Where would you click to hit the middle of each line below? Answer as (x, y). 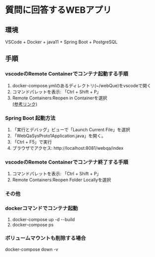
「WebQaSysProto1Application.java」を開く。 (59, 135)
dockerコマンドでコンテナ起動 (41, 208)
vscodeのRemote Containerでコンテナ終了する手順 (67, 162)
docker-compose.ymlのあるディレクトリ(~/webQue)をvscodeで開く (82, 85)
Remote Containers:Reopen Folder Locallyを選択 (61, 180)
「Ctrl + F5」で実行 (32, 142)
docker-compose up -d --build (43, 219)
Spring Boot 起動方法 (30, 118)
